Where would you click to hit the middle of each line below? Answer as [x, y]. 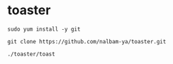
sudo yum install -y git [44, 29]
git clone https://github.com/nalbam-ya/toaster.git [87, 41]
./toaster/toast [31, 54]
